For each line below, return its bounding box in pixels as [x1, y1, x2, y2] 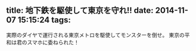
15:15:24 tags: [17, 15, 71, 25]
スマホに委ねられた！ [26, 39, 79, 46]
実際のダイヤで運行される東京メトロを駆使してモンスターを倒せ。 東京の [6, 31, 185, 38]
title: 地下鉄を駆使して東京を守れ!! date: [6, 5, 154, 16]
